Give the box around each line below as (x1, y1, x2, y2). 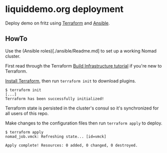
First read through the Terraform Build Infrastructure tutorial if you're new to (5, 62, 162, 68)
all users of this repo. (5, 110, 49, 116)
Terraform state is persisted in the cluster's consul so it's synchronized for (5, 105, 159, 111)
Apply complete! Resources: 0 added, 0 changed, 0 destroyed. (5, 142, 138, 148)
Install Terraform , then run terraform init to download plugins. (5, 77, 136, 83)
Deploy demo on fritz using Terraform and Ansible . (5, 20, 110, 26)
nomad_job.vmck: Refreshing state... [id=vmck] (5, 134, 107, 139)
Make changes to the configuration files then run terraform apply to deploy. (5, 120, 162, 126)
